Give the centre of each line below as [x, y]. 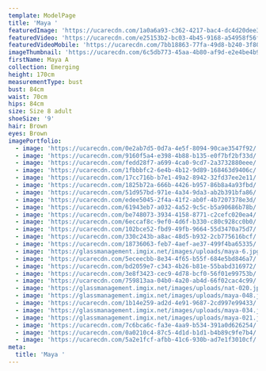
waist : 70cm [28, 97]
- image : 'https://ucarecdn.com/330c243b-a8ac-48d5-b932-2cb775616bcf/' [138, 237]
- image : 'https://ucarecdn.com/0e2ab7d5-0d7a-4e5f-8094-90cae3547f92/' [138, 148]
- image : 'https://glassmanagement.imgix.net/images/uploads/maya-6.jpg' [139, 251]
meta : [17, 347]
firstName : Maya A [38, 60]
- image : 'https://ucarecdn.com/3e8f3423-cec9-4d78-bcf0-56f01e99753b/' [138, 273]
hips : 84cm [26, 104]
